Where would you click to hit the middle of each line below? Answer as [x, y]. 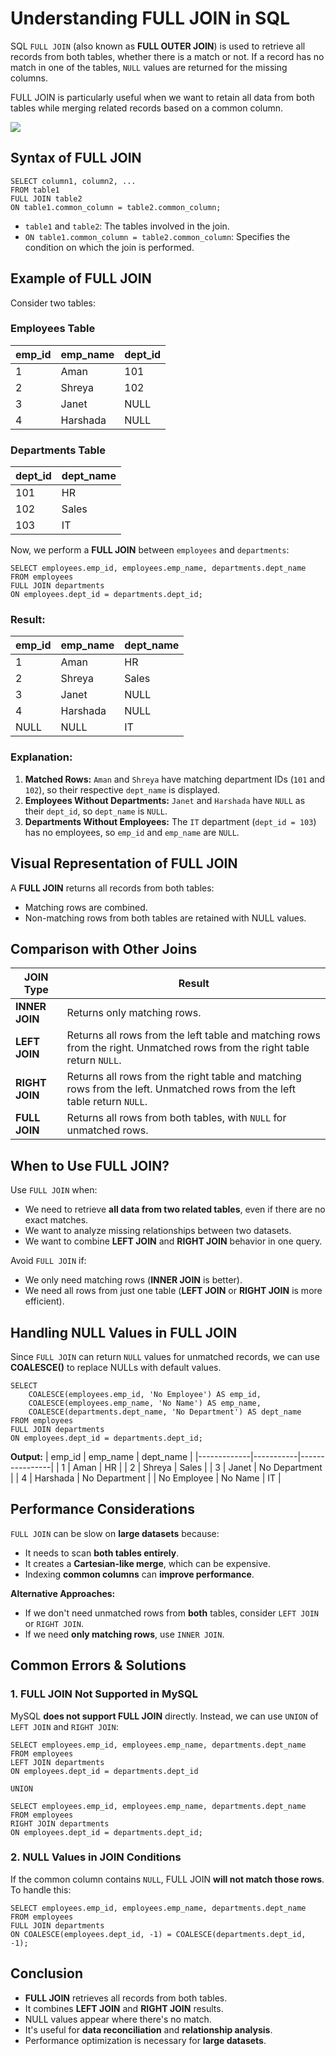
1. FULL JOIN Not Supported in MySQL [104, 1694]
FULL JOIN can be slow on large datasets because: [115, 1533]
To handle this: [41, 1889]
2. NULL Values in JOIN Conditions [96, 1857]
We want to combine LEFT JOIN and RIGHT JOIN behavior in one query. [173, 1241]
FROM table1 [35, 190]
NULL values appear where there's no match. [118, 2019]
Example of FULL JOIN [81, 278]
